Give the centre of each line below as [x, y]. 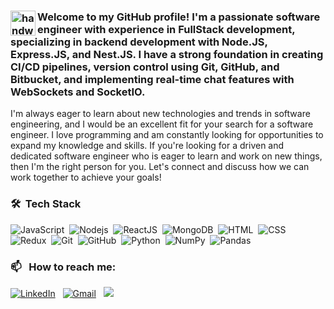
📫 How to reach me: [63, 267]
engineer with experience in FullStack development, [166, 29]
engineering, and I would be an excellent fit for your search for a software [162, 124]
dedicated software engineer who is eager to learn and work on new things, [166, 156]
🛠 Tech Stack [46, 204]
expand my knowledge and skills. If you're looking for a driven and [147, 146]
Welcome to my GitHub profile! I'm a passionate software [179, 17]
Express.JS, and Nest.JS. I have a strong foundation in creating [167, 54]
